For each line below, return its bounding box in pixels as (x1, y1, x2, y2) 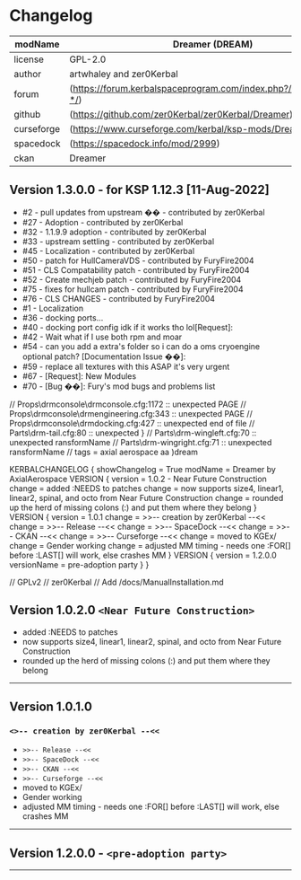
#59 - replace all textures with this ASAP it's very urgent (21, 361, 230, 372)
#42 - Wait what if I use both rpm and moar (21, 331, 183, 342)
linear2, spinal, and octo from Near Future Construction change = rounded (9, 492, 284, 503)
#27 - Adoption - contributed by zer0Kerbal (21, 216, 184, 227)
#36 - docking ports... (21, 312, 104, 323)
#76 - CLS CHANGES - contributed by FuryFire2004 (21, 293, 216, 304)
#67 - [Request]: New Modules (21, 370, 137, 382)
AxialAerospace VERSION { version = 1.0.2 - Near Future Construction (9, 473, 267, 484)
